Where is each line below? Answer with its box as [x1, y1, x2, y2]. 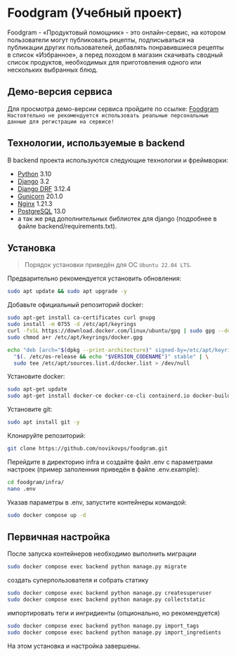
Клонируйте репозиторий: [7, 431, 86, 440]
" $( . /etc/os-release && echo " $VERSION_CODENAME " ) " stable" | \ [13, 353, 209, 360]
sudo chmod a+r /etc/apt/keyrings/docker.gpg [7, 334, 143, 341]
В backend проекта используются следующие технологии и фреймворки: [7, 156, 228, 164]
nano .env [7, 485, 37, 493]
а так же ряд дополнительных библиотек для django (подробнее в [17, 214, 217, 223]
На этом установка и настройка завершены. [7, 642, 140, 650]
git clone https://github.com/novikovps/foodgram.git [7, 445, 169, 452]
